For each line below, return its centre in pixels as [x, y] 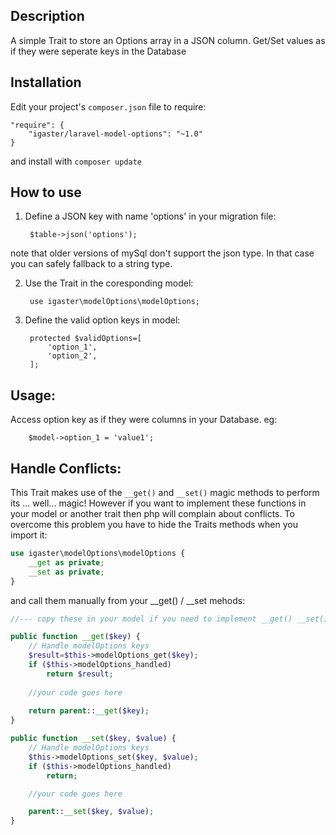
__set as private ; [66, 572]
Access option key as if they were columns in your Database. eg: [144, 420]
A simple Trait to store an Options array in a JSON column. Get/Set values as [168, 40]
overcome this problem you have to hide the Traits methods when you [154, 525]
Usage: [33, 395]
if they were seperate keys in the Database [98, 51]
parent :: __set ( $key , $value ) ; [91, 812]
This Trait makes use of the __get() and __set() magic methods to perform [165, 493]
